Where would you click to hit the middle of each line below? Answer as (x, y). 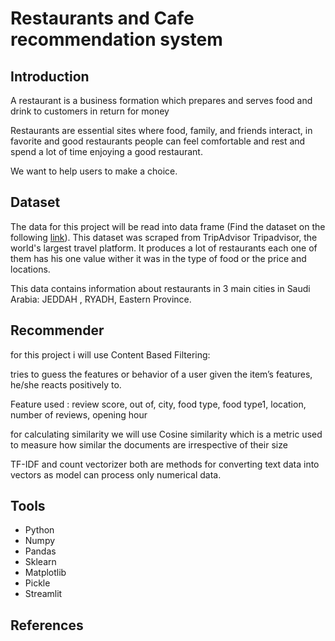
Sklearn (40, 562)
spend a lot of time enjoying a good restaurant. (106, 151)
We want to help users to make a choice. (94, 171)
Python (39, 530)
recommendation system (116, 39)
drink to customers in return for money (90, 111)
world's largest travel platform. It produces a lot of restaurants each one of (164, 248)
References (47, 625)
